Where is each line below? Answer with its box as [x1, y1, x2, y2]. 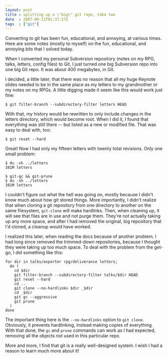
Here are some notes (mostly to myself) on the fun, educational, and [5, 41, 146, 47]
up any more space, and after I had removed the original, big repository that [5, 218, 162, 224]
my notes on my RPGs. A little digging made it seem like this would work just [5, 87, 163, 93]
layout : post [5, 7, 33, 13]
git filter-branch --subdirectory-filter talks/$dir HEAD [14, 273, 138, 278]
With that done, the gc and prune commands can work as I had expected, [5, 327, 156, 333]
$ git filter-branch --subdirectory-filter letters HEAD [5, 102, 127, 107]
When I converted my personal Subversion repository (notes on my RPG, [5, 56, 155, 62]
